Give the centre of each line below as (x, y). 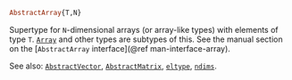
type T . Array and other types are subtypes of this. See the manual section (146, 39)
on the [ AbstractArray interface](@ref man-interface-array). (120, 48)
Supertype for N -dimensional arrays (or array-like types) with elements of (144, 29)
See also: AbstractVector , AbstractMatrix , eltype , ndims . (113, 66)
